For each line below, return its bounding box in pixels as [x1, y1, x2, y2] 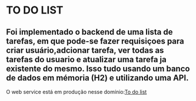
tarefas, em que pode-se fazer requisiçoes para [6, 36, 184, 46]
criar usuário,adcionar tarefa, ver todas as [6, 45, 164, 55]
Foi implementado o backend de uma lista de [6, 27, 173, 37]
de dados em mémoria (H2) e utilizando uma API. [6, 73, 189, 83]
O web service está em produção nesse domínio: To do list [6, 89, 147, 95]
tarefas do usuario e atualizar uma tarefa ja [6, 54, 167, 65]
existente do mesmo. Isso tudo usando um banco [6, 63, 190, 73]
